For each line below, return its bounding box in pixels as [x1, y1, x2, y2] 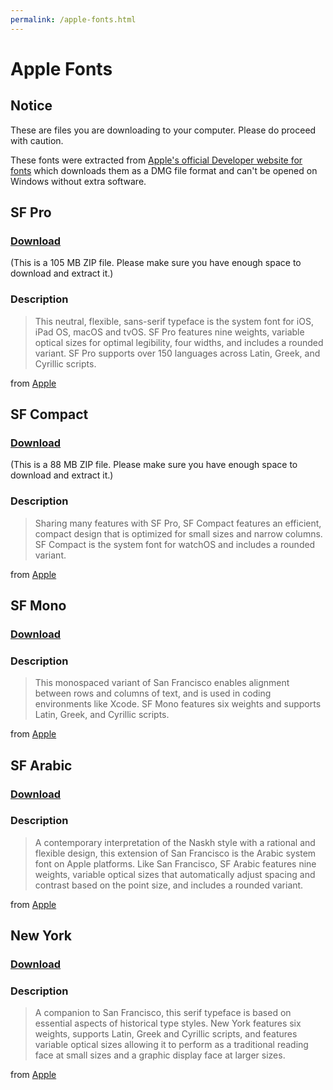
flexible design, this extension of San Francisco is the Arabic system [34, 847, 317, 859]
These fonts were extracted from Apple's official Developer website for [10, 154, 303, 166]
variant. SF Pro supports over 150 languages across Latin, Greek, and [34, 347, 321, 359]
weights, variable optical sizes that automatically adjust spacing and [34, 868, 316, 880]
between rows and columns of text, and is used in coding [34, 687, 272, 700]
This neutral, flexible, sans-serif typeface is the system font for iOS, [34, 315, 314, 327]
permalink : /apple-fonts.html [10, 14, 137, 25]
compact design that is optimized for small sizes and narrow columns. [34, 527, 323, 540]
